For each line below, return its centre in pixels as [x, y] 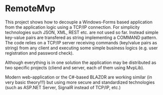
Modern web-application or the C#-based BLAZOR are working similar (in [79, 77]
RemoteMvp [30, 9]
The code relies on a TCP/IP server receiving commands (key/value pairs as [81, 42]
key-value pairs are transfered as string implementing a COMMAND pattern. [81, 38]
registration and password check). [39, 53]
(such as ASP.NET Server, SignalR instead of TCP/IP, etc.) [63, 87]
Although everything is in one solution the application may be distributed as [81, 62]
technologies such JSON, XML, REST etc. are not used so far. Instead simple [82, 32]
